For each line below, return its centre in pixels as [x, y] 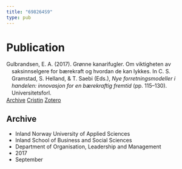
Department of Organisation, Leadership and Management [88, 147]
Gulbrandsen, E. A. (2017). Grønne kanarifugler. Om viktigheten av [89, 64]
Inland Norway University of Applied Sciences [72, 133]
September [29, 159]
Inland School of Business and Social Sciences [73, 140]
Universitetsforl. [32, 93]
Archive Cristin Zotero [34, 100]
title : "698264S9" [29, 12]
